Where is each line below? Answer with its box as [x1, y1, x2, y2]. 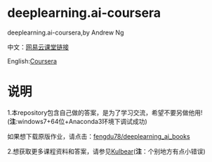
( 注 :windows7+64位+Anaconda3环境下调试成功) [7, 117, 147, 125]
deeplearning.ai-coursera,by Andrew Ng [7, 28, 124, 37]
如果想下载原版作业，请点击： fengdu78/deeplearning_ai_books [7, 132, 191, 140]
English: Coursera [7, 56, 58, 65]
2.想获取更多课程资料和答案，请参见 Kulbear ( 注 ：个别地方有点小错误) [7, 147, 206, 156]
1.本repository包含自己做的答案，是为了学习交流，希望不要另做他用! [7, 108, 203, 117]
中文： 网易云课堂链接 [7, 42, 69, 51]
